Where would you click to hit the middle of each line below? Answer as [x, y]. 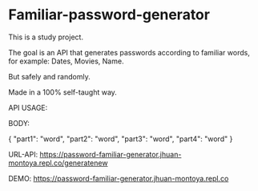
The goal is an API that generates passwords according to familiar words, [129, 52]
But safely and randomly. [49, 76]
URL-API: [23, 154]
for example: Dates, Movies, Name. [66, 61]
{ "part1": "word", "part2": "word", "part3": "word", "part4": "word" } [121, 139]
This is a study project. [46, 37]
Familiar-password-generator [109, 15]
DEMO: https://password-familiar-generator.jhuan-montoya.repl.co [119, 178]
